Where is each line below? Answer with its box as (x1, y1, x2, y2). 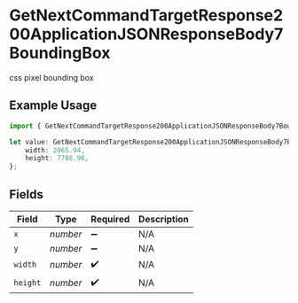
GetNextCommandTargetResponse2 (9, 5, 284, 26)
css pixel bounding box (9, 72, 95, 82)
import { (9, 121, 42, 130)
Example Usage (9, 98, 98, 113)
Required (90, 213, 130, 225)
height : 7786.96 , (25, 154, 90, 163)
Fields (9, 187, 44, 202)
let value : (9, 137, 50, 146)
